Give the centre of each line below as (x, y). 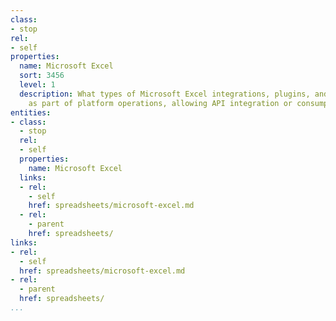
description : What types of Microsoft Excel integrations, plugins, (165, 94)
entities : (31, 112)
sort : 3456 (42, 76)
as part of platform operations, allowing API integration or (160, 103)
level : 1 (37, 85)
